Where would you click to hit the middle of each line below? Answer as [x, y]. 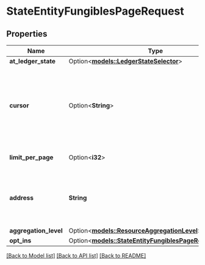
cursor [19, 105]
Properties [27, 34]
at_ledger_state [33, 61]
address [22, 198]
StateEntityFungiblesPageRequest [95, 11]
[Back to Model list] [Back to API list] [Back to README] [76, 256]
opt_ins [20, 241]
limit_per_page [31, 157]
